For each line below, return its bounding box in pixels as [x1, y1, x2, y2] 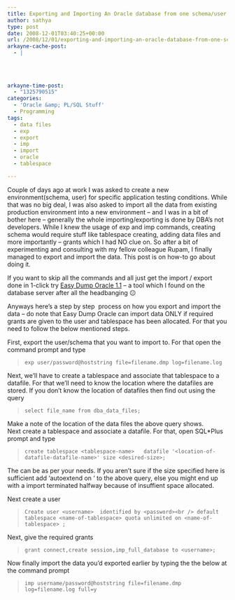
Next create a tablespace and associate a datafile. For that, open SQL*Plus [7, 427, 224, 435]
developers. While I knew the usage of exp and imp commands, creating [7, 222, 215, 231]
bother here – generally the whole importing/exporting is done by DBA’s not [7, 215, 224, 224]
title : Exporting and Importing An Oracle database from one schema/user [7, 10, 227, 18]
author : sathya [7, 17, 52, 24]
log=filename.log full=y [24, 586, 97, 593]
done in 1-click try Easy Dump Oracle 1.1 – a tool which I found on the [7, 281, 205, 289]
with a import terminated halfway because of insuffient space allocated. [7, 481, 215, 489]
